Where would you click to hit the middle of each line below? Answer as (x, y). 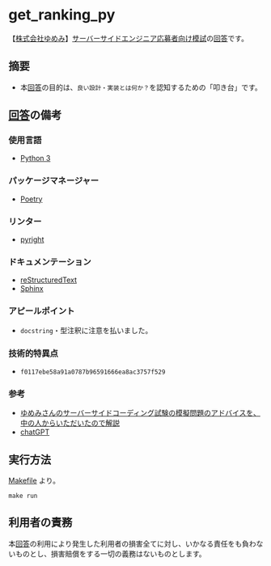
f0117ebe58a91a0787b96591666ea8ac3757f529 (93, 372)
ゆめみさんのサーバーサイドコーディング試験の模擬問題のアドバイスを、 (140, 413)
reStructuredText (49, 280)
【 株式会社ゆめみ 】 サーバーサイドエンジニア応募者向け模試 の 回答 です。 (129, 38)
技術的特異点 (34, 353)
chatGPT (35, 432)
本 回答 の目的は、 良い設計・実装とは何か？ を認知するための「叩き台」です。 (141, 87)
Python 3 (35, 158)
